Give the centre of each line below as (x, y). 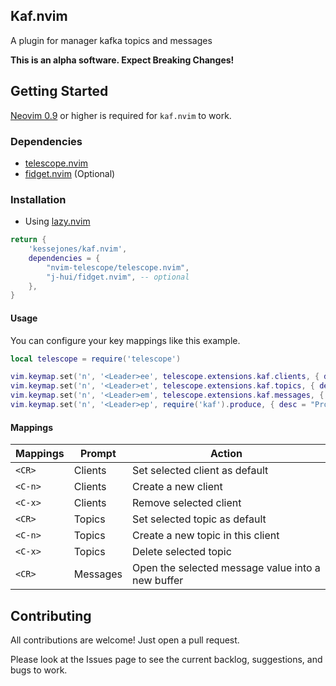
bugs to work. (39, 670)
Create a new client (177, 487)
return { (28, 240)
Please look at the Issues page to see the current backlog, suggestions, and (166, 659)
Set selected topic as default (199, 519)
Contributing (51, 615)
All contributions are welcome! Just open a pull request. (125, 640)
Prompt (98, 454)
